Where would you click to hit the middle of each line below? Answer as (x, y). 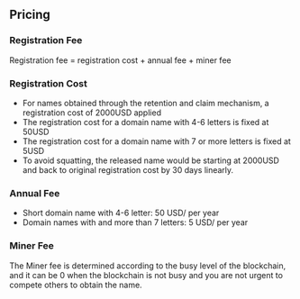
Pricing (30, 15)
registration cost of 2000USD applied (92, 113)
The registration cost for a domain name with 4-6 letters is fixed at (145, 122)
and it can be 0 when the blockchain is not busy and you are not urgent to (146, 275)
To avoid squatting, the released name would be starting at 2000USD (150, 160)
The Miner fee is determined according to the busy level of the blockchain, (148, 266)
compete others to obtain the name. (76, 285)
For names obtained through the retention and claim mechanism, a (145, 103)
